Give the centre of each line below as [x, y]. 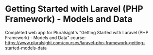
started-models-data [26, 48]
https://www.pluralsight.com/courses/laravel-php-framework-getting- [75, 42]
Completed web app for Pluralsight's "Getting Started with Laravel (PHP [77, 32]
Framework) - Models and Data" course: [45, 38]
